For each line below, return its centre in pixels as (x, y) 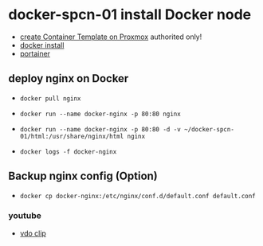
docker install (42, 45)
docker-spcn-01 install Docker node (130, 15)
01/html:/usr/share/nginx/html (72, 136)
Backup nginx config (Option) (83, 176)
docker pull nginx (50, 98)
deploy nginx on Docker (69, 78)
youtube (25, 216)
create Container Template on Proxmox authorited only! (111, 37)
